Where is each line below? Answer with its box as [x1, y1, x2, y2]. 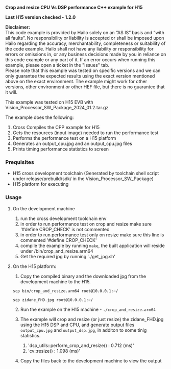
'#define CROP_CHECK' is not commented [20, 226, 110, 232]
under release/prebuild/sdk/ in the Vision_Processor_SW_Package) [12, 176, 154, 182]
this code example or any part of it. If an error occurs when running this [5, 57, 156, 63]
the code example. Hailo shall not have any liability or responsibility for [5, 46, 154, 52]
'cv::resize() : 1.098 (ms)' [28, 348, 81, 354]
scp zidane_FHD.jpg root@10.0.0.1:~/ [12, 297, 93, 303]
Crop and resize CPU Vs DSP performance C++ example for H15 [5, 5, 143, 10]
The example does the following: [5, 114, 74, 120]
